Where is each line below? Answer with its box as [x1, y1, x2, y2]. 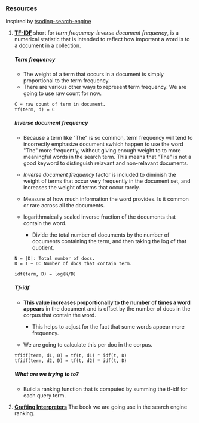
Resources [5, 4, 38, 13]
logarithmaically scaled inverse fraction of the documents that [23, 213, 176, 220]
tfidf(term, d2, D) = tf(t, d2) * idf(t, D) [14, 358, 127, 364]
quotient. [32, 244, 54, 252]
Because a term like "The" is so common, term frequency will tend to [23, 134, 193, 142]
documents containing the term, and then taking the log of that [32, 238, 186, 245]
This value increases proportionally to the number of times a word [23, 299, 191, 306]
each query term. [23, 392, 66, 399]
